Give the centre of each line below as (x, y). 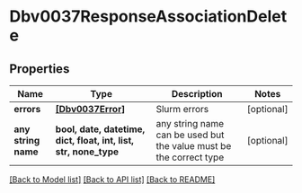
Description (197, 94)
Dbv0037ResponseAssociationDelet (148, 17)
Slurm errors (182, 109)
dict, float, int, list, (95, 140)
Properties (40, 69)
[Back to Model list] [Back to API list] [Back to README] (112, 180)
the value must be (194, 146)
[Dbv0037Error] (90, 109)
